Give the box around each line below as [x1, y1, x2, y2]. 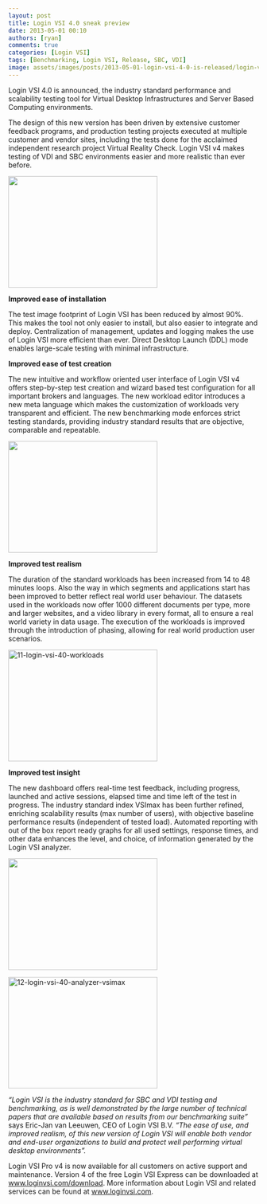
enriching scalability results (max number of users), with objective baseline [8, 808, 254, 818]
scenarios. [8, 633, 43, 643]
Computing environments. [8, 102, 94, 112]
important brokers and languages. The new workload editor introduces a [8, 391, 246, 401]
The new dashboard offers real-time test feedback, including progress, [8, 782, 241, 793]
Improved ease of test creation [8, 359, 112, 368]
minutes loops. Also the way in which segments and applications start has [8, 582, 250, 592]
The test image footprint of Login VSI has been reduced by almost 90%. [8, 309, 244, 319]
